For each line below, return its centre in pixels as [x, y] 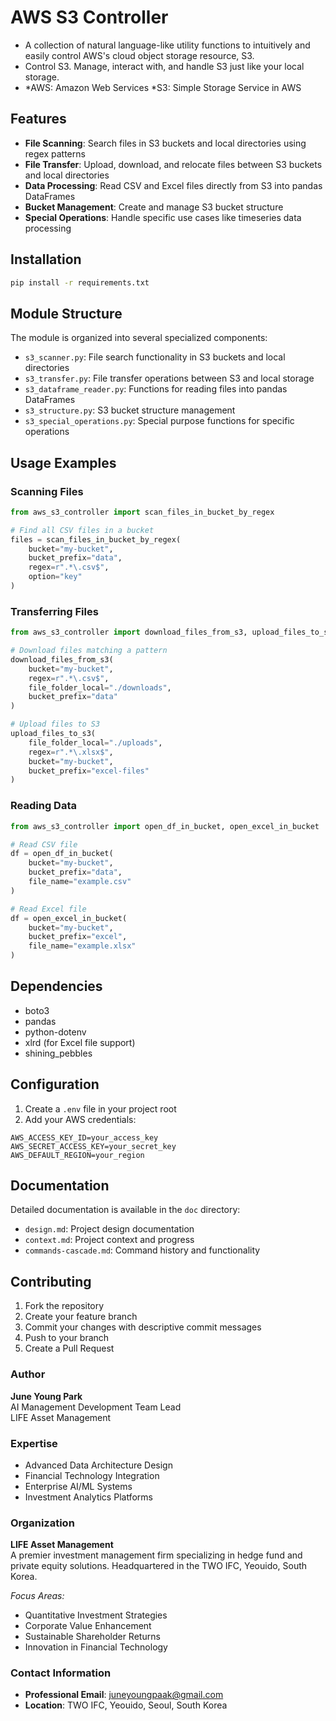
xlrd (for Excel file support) [80, 1042]
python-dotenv [55, 1032]
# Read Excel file [48, 909]
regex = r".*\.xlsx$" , [71, 752]
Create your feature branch [81, 1317]
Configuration [55, 1084]
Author [28, 1374]
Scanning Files [47, 491]
